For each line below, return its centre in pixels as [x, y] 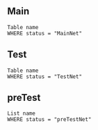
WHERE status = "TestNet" [44, 76]
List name [22, 113]
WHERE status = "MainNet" [44, 33]
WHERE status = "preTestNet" [49, 120]
